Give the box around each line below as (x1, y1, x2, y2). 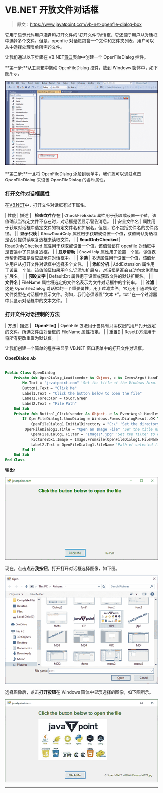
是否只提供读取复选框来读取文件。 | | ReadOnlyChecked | (5, 237, 121, 243)
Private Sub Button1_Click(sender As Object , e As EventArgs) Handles (14, 412, 160, 416)
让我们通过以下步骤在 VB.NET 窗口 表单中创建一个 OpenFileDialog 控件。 (5, 54, 148, 60)
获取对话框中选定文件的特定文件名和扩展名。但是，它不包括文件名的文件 (9, 225, 154, 231)
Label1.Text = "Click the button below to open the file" (22, 391, 142, 396)
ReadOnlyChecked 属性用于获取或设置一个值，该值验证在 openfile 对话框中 (5, 243, 156, 249)
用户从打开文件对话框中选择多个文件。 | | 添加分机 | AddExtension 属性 (9, 261, 151, 267)
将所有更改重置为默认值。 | (5, 335, 59, 341)
